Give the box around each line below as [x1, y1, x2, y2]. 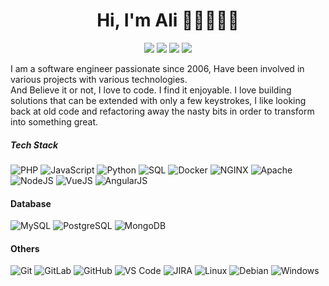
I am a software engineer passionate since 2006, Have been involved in [10, 62, 305, 74]
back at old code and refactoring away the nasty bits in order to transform [10, 105, 315, 117]
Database [10, 197, 52, 209]
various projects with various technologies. [10, 73, 188, 85]
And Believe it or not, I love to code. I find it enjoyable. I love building [10, 84, 292, 96]
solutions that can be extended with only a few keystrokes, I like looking [10, 94, 307, 106]
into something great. [10, 115, 99, 128]
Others [10, 242, 40, 254]
